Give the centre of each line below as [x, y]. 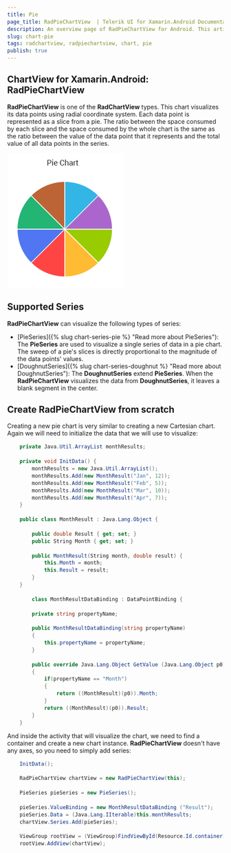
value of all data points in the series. [58, 143]
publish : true [27, 51]
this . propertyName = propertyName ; [95, 643]
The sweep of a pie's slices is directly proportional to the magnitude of [117, 352]
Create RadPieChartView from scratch [91, 410]
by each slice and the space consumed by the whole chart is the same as [111, 129]
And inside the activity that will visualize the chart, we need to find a [103, 735]
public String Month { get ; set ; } [83, 541]
